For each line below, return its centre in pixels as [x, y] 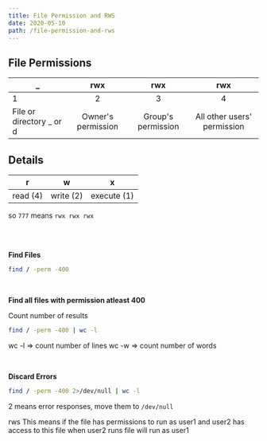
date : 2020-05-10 [37, 23]
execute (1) [112, 196]
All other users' [224, 116]
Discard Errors [33, 376]
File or [24, 112]
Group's [158, 116]
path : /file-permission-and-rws [62, 30]
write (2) [67, 196]
